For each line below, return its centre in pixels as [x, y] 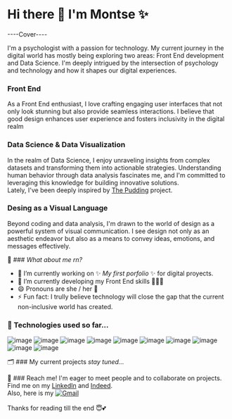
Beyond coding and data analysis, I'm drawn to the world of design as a [111, 223]
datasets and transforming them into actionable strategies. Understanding [114, 168]
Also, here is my [31, 393]
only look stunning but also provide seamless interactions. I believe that [111, 111]
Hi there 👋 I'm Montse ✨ [78, 14]
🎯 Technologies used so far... [58, 325]
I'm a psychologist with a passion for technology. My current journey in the [116, 48]
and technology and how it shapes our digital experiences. [92, 70]
